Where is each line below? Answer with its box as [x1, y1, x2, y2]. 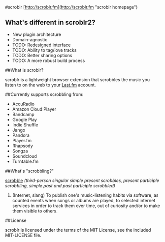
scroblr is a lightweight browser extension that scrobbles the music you [5, 76, 150, 83]
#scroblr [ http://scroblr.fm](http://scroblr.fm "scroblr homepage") [5, 4, 138, 10]
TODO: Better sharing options [12, 52, 72, 58]
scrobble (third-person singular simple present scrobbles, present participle [5, 177, 159, 183]
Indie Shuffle [12, 121, 38, 127]
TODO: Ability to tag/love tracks [12, 47, 77, 53]
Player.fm [12, 137, 32, 143]
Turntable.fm [12, 158, 38, 164]
